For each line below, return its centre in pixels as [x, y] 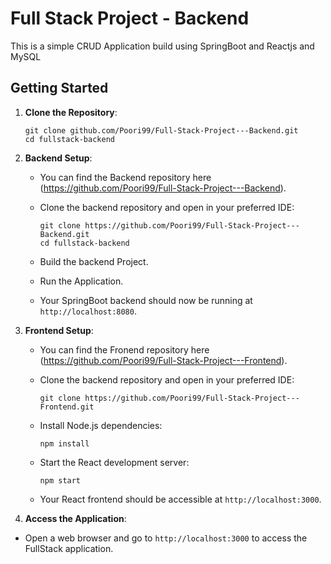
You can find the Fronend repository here [124, 349]
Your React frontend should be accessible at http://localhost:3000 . [180, 499]
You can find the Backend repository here [125, 177]
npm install [64, 443]
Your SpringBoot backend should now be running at [146, 300]
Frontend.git [67, 407]
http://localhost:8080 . [88, 311]
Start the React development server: [114, 462]
